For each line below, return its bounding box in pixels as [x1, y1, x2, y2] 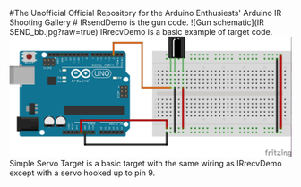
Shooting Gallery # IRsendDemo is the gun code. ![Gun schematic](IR [9, 17, 264, 28]
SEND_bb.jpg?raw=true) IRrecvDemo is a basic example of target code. [9, 27, 273, 37]
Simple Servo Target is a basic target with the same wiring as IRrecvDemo [9, 157, 282, 168]
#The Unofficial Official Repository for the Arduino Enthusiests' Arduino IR [9, 8, 282, 18]
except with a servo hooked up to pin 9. [9, 167, 156, 178]
